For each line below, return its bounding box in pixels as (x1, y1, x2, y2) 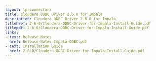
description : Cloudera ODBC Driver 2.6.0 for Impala (5, 16, 116, 21)
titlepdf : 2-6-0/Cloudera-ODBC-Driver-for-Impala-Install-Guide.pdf (5, 26, 149, 30)
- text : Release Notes (5, 35, 52, 40)
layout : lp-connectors (5, 7, 52, 12)
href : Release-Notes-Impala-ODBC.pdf (9, 39, 87, 44)
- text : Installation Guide (5, 44, 63, 49)
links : (5, 30, 19, 35)
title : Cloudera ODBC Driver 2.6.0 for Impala (5, 12, 103, 17)
